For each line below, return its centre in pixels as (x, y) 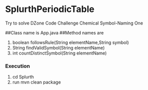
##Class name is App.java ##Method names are (54, 32)
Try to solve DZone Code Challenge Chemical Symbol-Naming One (74, 23)
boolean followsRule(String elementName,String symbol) (71, 42)
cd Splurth (23, 77)
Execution (18, 66)
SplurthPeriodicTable (50, 9)
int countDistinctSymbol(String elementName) (60, 53)
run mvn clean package (37, 82)
